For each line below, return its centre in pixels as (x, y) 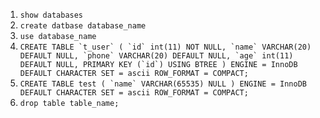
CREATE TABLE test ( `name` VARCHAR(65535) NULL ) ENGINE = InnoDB (163, 84)
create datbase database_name (83, 26)
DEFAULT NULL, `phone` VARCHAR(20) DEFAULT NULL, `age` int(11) (156, 56)
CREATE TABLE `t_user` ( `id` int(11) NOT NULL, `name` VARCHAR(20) (165, 47)
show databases (51, 15)
